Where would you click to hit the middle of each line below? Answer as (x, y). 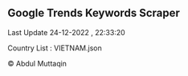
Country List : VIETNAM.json (55, 48)
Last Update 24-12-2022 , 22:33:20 (66, 32)
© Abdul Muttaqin (37, 63)
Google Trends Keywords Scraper (94, 13)
